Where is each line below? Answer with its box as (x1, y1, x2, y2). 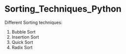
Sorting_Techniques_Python (4, 3, 122, 15)
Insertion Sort (11, 34, 39, 40)
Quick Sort (11, 39, 34, 45)
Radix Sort (11, 44, 33, 50)
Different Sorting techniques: (4, 19, 63, 25)
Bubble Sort (11, 29, 36, 35)
